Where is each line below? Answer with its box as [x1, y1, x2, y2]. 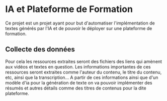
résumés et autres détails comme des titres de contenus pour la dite [5, 85, 147, 91]
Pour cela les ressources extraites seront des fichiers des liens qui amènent [5, 58, 162, 64]
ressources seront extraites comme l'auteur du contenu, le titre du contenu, [5, 69, 162, 75]
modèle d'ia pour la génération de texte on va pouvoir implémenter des [5, 79, 152, 85]
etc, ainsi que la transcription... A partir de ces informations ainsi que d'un [5, 74, 158, 80]
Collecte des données [5, 45, 75, 53]
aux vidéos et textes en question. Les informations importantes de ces [5, 63, 151, 69]
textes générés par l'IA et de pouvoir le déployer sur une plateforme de [5, 25, 152, 31]
